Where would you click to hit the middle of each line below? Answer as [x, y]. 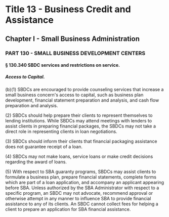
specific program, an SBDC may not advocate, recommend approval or [79, 193]
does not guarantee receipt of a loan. [44, 147]
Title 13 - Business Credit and [68, 9]
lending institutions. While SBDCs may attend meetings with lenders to [79, 121]
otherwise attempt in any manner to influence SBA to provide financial [78, 199]
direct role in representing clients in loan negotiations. [61, 132]
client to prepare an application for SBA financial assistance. [68, 209]
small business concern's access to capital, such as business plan [74, 95]
